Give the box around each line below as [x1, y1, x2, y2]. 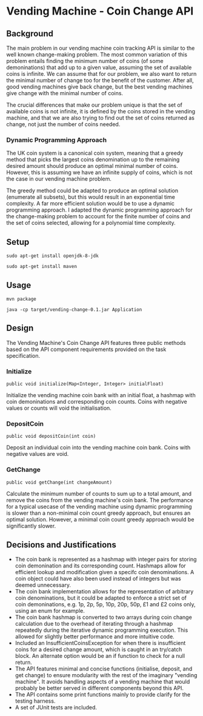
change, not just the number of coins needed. [6, 121, 121, 128]
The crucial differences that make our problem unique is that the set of [6, 101, 183, 109]
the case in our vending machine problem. [6, 175, 112, 182]
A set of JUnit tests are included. [15, 704, 97, 711]
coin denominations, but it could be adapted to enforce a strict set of [15, 594, 187, 601]
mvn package [6, 296, 36, 302]
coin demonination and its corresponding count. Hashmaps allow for [15, 562, 186, 569]
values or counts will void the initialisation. [6, 404, 112, 412]
